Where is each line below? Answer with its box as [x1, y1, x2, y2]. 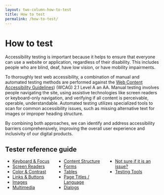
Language [64, 179, 85, 185]
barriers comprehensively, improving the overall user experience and [5, 125, 145, 131]
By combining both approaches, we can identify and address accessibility [5, 120, 155, 126]
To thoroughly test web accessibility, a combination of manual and [5, 74, 139, 80]
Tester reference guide [5, 145, 77, 154]
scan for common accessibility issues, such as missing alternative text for [5, 106, 155, 112]
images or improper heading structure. [5, 111, 84, 117]
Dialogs [64, 185, 79, 191]
